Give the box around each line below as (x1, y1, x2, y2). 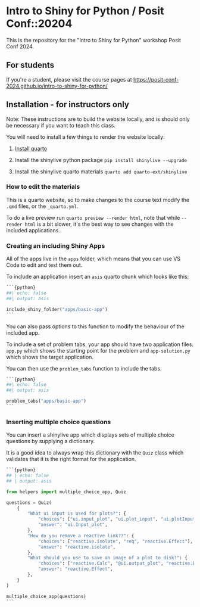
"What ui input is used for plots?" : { (27, 510, 127, 516)
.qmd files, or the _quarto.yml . (6, 203, 79, 210)
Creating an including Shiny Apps (6, 241, 105, 250)
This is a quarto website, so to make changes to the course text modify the (6, 196, 189, 203)
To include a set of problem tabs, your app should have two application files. (6, 341, 193, 348)
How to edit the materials (6, 183, 80, 191)
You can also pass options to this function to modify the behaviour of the (6, 323, 185, 330)
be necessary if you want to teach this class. (6, 122, 116, 129)
